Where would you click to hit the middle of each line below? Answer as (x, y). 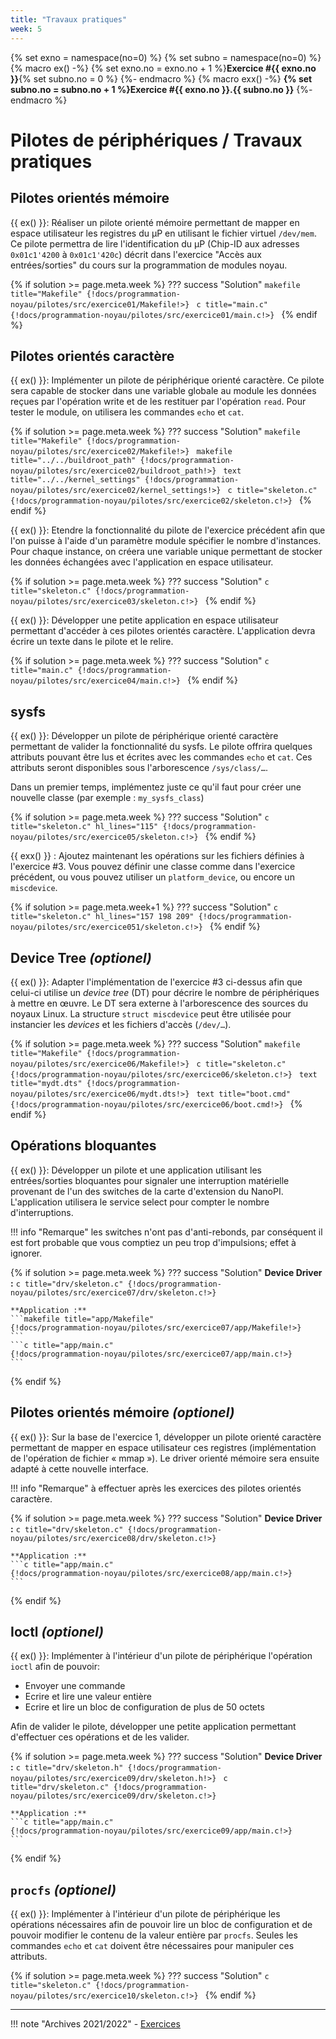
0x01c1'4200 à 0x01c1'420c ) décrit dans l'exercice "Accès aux (136, 254)
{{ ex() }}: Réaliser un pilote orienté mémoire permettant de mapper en (155, 222)
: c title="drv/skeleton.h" (67, 1767)
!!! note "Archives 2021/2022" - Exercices (95, 2024)
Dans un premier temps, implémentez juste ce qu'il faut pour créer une (156, 787)
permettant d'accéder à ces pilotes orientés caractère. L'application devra (163, 631)
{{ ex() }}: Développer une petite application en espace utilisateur (144, 620)
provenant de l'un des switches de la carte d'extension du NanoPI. (147, 1191)
